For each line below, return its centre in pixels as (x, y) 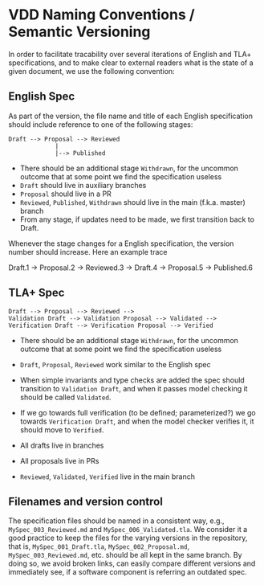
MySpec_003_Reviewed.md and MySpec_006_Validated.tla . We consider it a (128, 530)
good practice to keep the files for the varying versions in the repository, (128, 538)
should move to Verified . (62, 430)
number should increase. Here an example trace (88, 252)
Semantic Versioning (79, 32)
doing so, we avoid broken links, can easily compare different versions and (132, 563)
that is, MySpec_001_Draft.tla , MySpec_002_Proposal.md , (99, 546)
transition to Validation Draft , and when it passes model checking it (134, 388)
